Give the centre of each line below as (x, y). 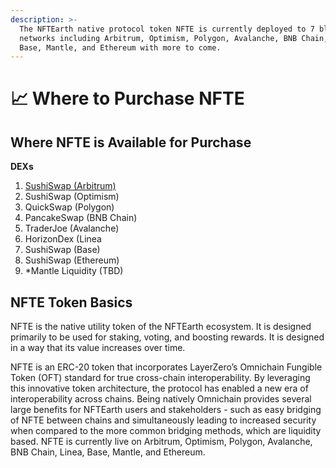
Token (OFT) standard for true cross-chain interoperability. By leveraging (160, 378)
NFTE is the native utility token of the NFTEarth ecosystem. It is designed (161, 327)
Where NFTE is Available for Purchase (131, 142)
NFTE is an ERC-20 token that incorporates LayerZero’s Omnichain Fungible (166, 367)
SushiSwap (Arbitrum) (70, 186)
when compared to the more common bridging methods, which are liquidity (166, 431)
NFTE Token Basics (71, 302)
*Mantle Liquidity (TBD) (74, 271)
